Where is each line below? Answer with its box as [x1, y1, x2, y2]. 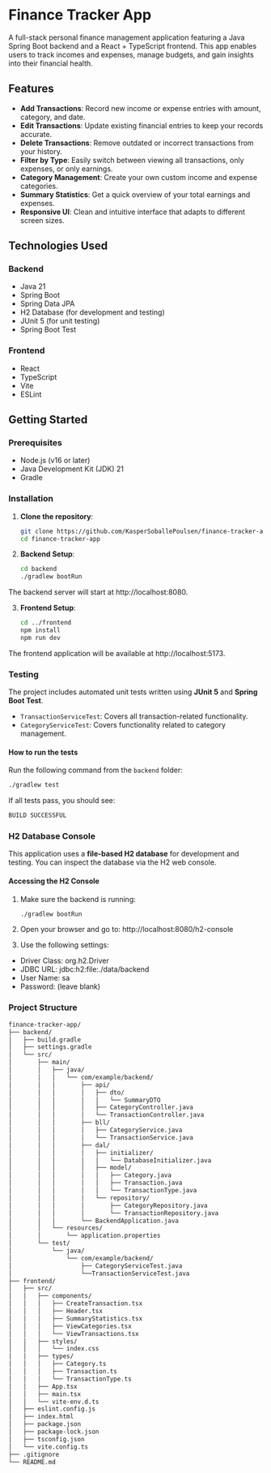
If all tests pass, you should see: [8, 796, 116, 805]
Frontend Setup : [19, 603, 76, 613]
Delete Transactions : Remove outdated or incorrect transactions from [19, 138, 254, 148]
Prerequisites [8, 437, 62, 449]
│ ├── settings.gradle [8, 1043, 92, 1051]
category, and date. [19, 112, 86, 122]
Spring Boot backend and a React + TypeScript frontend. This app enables [8, 41, 257, 50]
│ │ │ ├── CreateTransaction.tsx [8, 1299, 143, 1308]
